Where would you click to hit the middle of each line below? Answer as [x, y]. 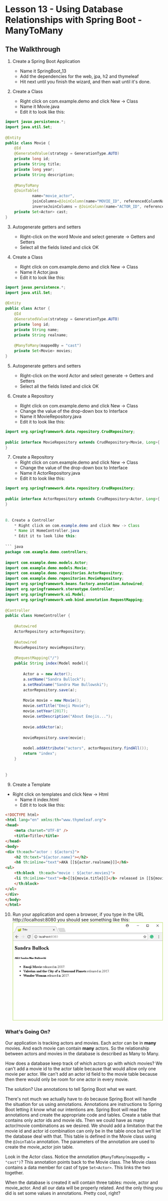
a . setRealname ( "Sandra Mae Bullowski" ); [66, 684]
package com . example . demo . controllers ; [47, 552]
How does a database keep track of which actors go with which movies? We [84, 1063]
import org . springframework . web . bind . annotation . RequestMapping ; [74, 599]
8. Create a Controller [30, 520]
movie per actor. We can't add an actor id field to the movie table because [81, 1074]
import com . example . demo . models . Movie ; [47, 568]
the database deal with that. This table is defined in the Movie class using [81, 1136]
